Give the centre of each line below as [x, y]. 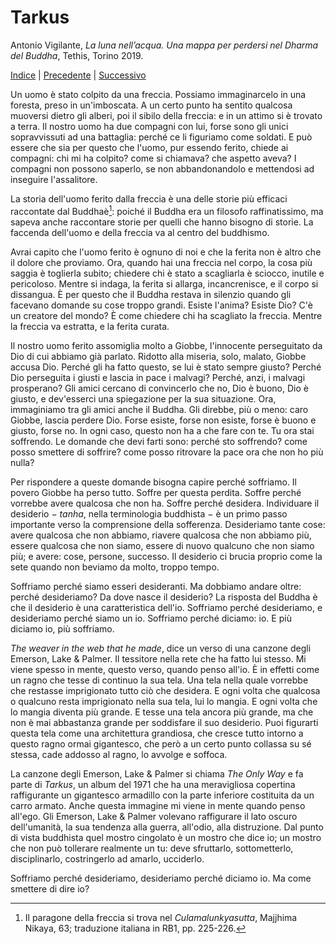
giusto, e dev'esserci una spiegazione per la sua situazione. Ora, [143, 398]
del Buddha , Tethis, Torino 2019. [77, 55]
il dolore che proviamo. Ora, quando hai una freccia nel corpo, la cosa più [161, 262]
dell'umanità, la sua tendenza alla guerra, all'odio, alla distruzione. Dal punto [167, 827]
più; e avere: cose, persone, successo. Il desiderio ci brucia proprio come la [166, 556]
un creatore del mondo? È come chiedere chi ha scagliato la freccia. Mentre [166, 315]
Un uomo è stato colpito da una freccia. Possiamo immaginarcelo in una [158, 94]
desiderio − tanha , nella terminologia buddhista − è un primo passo [149, 513]
